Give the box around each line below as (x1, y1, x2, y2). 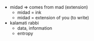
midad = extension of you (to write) (17, 15, 89, 20)
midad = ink (17, 9, 42, 15)
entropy (17, 31, 34, 36)
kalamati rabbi (9, 20, 39, 26)
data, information (17, 25, 52, 31)
